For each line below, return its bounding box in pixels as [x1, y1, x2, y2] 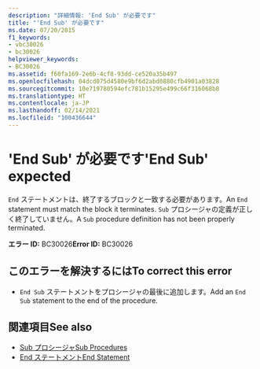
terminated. [8, 223, 46, 232]
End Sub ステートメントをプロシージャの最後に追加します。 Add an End [19, 286, 246, 296]
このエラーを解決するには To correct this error [8, 264, 233, 278]
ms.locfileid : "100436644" [8, 114, 97, 122]
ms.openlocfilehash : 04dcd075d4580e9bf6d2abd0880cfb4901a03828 [8, 77, 220, 85]
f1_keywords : [8, 33, 51, 42]
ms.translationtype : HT [8, 92, 86, 100]
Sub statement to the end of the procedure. [19, 296, 159, 305]
